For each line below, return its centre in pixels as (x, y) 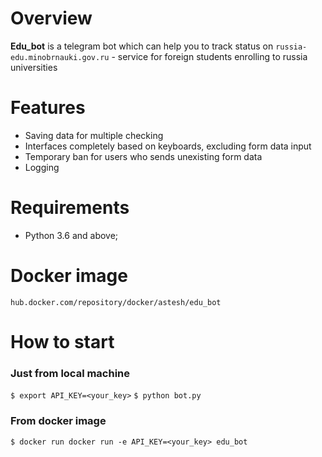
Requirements (70, 208)
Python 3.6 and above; (71, 235)
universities (34, 67)
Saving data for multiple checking (94, 135)
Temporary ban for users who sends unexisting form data (143, 156)
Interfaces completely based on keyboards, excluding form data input (168, 146)
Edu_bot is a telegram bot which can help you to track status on (142, 46)
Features (48, 108)
